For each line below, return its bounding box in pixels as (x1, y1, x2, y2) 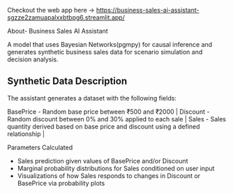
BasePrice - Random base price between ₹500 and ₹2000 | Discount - (7, 107, 210, 116)
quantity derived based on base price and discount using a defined (7, 122, 200, 130)
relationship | (7, 129, 45, 138)
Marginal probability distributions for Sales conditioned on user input (17, 164, 215, 172)
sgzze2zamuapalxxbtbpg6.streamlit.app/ (7, 13, 126, 22)
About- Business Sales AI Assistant (7, 27, 108, 35)
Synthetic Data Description (7, 75, 128, 87)
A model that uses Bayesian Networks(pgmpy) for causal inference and (7, 40, 213, 48)
